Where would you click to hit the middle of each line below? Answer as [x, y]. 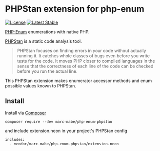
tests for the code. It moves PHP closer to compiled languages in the [86, 61]
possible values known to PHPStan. [41, 85]
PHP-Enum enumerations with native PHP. [47, 32]
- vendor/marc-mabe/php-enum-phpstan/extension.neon [64, 144]
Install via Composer [26, 113]
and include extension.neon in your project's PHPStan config [66, 131]
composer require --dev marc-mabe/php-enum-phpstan [59, 122]
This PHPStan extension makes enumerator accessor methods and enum [79, 81]
